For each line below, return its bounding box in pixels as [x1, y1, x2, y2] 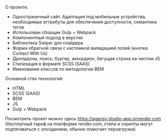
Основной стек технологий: [5, 76, 63, 81]
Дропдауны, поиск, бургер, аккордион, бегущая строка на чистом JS [12, 56, 160, 61]
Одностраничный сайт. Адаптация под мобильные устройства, [12, 14, 146, 19]
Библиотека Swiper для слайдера [12, 40, 83, 46]
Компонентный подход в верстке [12, 34, 83, 40]
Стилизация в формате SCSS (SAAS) [12, 61, 90, 67]
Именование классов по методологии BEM [12, 66, 104, 72]
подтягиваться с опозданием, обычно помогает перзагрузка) [5, 126, 136, 132]
